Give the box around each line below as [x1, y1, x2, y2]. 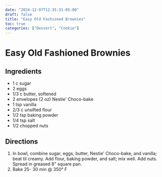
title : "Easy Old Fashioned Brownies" [5, 16, 86, 21]
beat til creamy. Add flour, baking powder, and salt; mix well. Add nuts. [12, 156, 158, 162]
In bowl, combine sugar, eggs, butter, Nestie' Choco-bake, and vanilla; [12, 150, 157, 156]
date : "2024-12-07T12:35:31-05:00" [5, 7, 79, 12]
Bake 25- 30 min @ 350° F [12, 166, 67, 172]
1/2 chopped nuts [12, 123, 48, 129]
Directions [5, 137, 38, 146]
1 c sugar [12, 80, 31, 86]
